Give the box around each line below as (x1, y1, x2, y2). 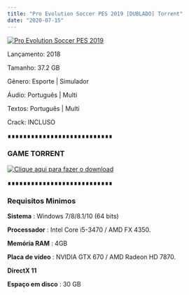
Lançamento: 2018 (7, 50, 61, 58)
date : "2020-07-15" (7, 17, 64, 24)
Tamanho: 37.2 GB (7, 63, 60, 72)
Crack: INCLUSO (7, 117, 56, 126)
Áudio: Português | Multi (7, 91, 78, 99)
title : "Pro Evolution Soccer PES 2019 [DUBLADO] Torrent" (7, 10, 183, 18)
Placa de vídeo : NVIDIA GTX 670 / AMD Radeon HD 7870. (7, 253, 176, 261)
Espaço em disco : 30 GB (7, 280, 82, 289)
